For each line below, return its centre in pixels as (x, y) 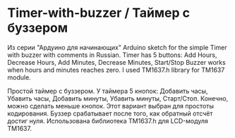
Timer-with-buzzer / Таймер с (99, 13)
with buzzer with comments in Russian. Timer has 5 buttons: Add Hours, (112, 55)
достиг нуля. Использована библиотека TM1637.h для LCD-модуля (108, 120)
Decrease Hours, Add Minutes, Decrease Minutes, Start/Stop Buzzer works (116, 62)
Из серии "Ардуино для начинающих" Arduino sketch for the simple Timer (117, 47)
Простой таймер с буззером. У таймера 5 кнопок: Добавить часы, (108, 91)
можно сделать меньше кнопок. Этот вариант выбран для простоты (110, 106)
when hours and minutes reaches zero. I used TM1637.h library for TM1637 (116, 70)
